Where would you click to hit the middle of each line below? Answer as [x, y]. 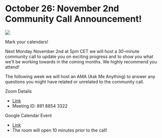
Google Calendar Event [28, 115]
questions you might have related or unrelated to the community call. [75, 82]
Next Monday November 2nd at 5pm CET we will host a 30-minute [72, 51]
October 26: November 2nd [62, 9]
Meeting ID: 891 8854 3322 [40, 106]
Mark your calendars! [27, 42]
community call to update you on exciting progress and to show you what [79, 56]
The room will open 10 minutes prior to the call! [60, 130]
